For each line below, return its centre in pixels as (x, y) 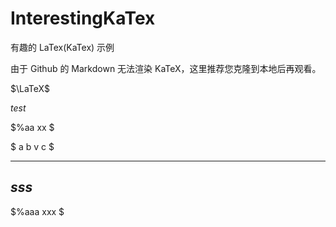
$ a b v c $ (32, 146)
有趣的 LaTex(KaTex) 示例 (62, 47)
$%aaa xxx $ (37, 211)
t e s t (18, 108)
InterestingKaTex (83, 18)
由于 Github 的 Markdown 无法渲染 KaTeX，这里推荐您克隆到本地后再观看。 (166, 68)
